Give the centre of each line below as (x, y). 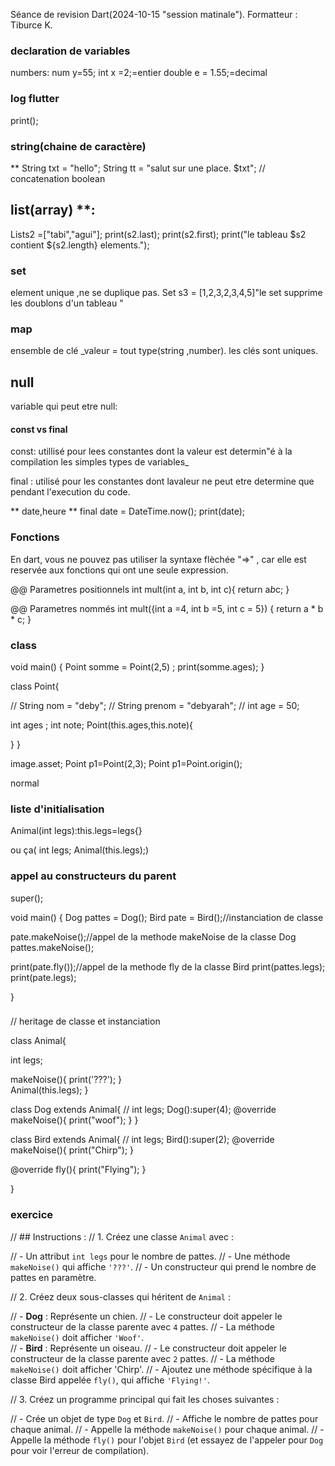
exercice (32, 1215)
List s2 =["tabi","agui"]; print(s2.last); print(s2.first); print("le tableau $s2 (158, 234)
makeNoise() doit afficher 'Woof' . (77, 1337)
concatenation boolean (58, 178)
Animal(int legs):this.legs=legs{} (76, 831)
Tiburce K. (31, 25)
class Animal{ (38, 1041)
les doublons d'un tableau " (67, 303)
